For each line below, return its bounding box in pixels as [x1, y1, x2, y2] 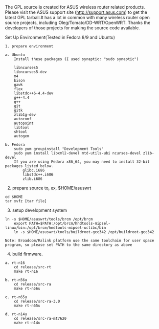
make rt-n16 [14, 269, 38, 274]
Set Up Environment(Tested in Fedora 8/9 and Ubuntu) [5, 34, 115, 40]
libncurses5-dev [14, 69, 47, 74]
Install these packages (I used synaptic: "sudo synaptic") [14, 57, 139, 62]
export [14, 221, 27, 226]
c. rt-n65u [5, 295, 27, 300]
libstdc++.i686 [23, 172, 54, 177]
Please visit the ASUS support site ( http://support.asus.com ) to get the [5, 9, 148, 15]
